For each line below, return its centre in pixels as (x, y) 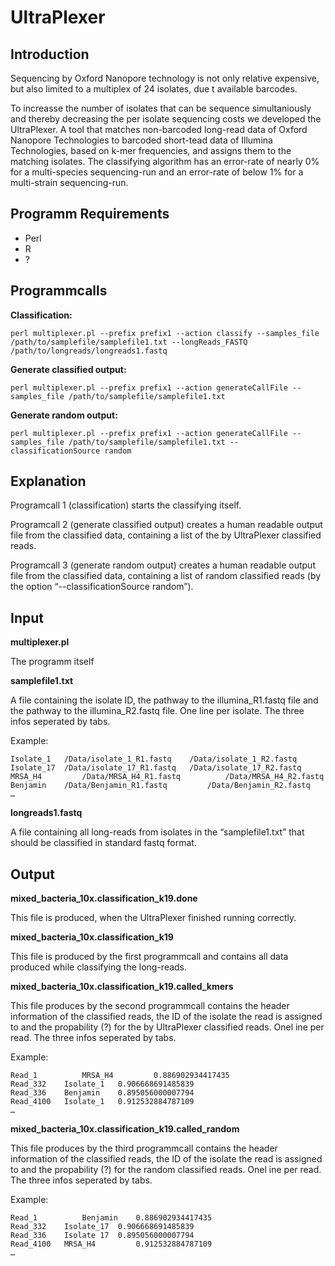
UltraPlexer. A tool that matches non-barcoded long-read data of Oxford (159, 129)
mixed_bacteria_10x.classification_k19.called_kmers (122, 987)
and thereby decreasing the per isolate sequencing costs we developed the (166, 119)
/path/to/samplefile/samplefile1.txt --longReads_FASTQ (129, 342)
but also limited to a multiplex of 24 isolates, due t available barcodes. (154, 89)
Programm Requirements (90, 214)
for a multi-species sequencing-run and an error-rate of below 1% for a (157, 172)
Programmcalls (59, 291)
